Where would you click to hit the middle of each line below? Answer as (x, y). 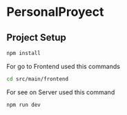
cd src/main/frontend (38, 79)
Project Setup (37, 38)
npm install (23, 53)
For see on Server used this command (61, 92)
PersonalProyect (55, 12)
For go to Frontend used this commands (63, 66)
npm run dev (23, 105)
